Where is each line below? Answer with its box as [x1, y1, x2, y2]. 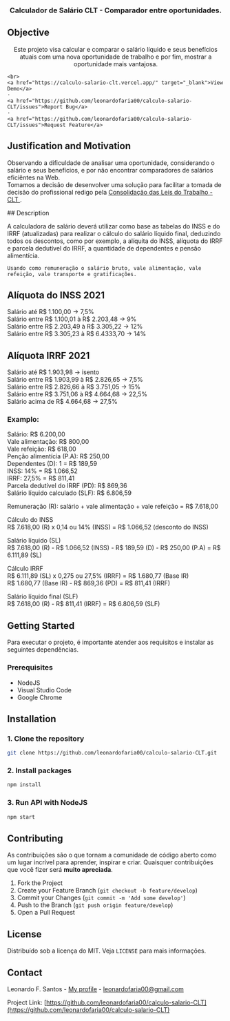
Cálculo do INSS [7, 516, 54, 524]
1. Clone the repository [7, 734, 85, 743]
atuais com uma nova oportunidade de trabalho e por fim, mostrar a [19, 52, 212, 61]
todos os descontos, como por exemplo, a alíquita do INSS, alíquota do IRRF [7, 237, 223, 245]
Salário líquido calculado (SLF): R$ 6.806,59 [7, 489, 132, 497]
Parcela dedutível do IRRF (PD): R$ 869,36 [7, 482, 127, 490]
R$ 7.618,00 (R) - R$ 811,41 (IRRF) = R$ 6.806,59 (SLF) [7, 600, 160, 608]
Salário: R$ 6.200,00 [7, 430, 65, 438]
